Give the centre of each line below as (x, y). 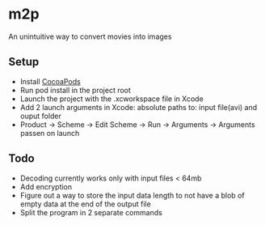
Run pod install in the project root (76, 90)
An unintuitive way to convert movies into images (90, 36)
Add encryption (46, 186)
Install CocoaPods (50, 81)
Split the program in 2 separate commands (91, 212)
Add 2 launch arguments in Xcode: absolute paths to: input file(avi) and (139, 107)
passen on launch (50, 133)
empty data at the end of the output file (85, 204)
